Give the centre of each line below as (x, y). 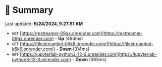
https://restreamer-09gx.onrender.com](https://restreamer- (82, 33)
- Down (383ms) (89, 59)
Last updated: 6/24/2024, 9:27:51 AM (44, 24)
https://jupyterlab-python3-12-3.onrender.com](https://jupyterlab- (89, 54)
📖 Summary (29, 10)
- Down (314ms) (73, 49)
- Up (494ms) (69, 38)
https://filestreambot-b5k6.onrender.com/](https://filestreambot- (87, 43)
